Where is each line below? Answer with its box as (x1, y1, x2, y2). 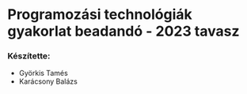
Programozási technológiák (7, 6, 193, 24)
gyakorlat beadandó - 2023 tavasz (7, 22, 240, 40)
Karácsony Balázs (18, 77, 78, 86)
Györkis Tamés (18, 69, 68, 78)
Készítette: (7, 51, 51, 62)
